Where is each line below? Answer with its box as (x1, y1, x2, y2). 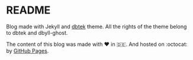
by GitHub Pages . (6, 47, 49, 54)
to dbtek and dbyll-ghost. (6, 29, 68, 36)
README (6, 4, 51, 17)
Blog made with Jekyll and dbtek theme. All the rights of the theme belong (6, 23, 187, 30)
